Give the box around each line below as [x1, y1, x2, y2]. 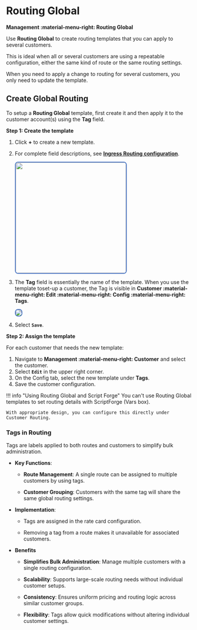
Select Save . [14, 321, 44, 328]
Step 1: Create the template [6, 127, 74, 134]
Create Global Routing [6, 94, 89, 104]
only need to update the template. [6, 77, 88, 84]
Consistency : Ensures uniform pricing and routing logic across [23, 593, 176, 601]
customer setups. [23, 582, 66, 589]
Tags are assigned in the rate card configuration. [23, 517, 142, 525]
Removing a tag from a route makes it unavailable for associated [23, 529, 179, 536]
